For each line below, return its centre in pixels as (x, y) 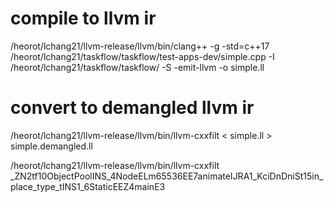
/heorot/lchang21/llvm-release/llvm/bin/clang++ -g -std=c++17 (140, 46)
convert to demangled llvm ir (132, 108)
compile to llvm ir (83, 18)
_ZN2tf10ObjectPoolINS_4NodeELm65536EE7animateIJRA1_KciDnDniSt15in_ (167, 176)
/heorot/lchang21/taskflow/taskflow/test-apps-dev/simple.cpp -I (142, 56)
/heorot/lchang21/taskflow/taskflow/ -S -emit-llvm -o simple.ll (137, 67)
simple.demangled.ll (51, 146)
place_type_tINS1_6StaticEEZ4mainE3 (88, 186)
